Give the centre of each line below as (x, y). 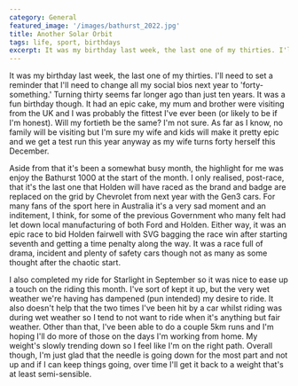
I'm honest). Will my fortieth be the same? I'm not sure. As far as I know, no (146, 123)
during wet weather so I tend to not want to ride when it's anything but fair (145, 318)
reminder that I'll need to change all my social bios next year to (124, 85)
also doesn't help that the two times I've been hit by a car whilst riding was (145, 308)
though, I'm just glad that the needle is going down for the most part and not (149, 355)
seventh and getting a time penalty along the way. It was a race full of (136, 244)
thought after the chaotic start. (65, 263)
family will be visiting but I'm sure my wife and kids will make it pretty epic (144, 132)
